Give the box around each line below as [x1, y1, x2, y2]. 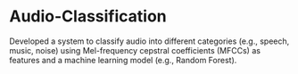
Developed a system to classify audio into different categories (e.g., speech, [9, 36, 290, 46]
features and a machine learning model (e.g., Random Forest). [9, 54, 237, 65]
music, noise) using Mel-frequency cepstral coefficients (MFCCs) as [9, 45, 261, 55]
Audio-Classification [9, 6, 167, 27]
